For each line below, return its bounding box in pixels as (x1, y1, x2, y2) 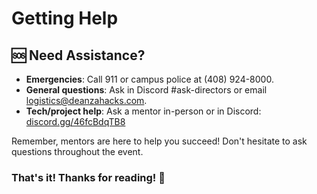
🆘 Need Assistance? (11, 47, 146, 64)
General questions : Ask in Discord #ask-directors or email (25, 84, 268, 96)
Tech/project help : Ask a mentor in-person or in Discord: (25, 105, 262, 117)
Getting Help (11, 7, 119, 30)
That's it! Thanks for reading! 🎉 (11, 170, 166, 184)
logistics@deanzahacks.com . (25, 95, 148, 106)
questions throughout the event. (11, 146, 144, 157)
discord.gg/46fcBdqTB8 (25, 116, 126, 127)
